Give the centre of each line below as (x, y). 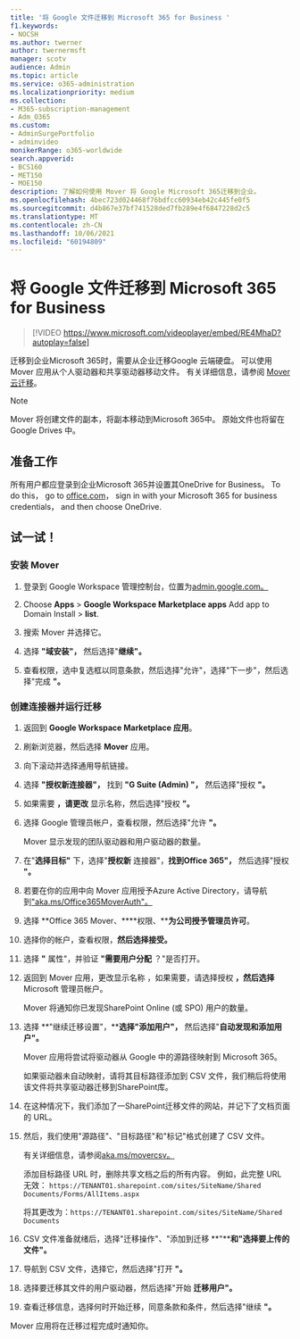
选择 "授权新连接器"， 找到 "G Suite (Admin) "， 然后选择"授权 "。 (146, 784)
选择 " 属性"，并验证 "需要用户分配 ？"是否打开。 (114, 958)
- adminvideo (34, 142)
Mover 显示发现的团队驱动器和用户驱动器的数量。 (114, 841)
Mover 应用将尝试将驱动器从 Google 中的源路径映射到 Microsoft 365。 (152, 1056)
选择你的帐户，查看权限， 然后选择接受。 (97, 939)
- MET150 (26, 175)
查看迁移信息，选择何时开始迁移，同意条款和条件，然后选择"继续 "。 (149, 1306)
